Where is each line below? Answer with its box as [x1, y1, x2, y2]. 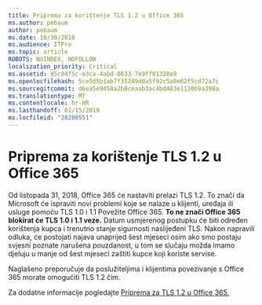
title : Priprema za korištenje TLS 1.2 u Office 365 [8, 11, 184, 20]
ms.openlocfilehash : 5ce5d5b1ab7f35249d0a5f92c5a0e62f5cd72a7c [8, 77, 220, 85]
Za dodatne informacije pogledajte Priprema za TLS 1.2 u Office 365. [8, 288, 230, 297]
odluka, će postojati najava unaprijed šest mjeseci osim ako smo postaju [8, 232, 242, 241]
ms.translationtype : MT [8, 92, 86, 100]
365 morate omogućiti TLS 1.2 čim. [8, 272, 121, 281]
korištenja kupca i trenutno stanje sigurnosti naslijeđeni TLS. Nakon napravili [8, 223, 255, 233]
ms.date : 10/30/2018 [8, 33, 76, 42]
